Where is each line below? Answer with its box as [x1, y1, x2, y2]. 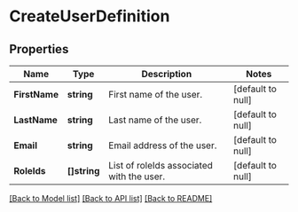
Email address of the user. [108, 139, 217, 152]
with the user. [108, 170, 166, 183]
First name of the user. [108, 89, 203, 100]
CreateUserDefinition [9, 6, 170, 27]
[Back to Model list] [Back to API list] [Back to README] [9, 193, 213, 203]
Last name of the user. [108, 114, 202, 126]
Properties [9, 42, 69, 57]
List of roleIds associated [108, 160, 213, 171]
